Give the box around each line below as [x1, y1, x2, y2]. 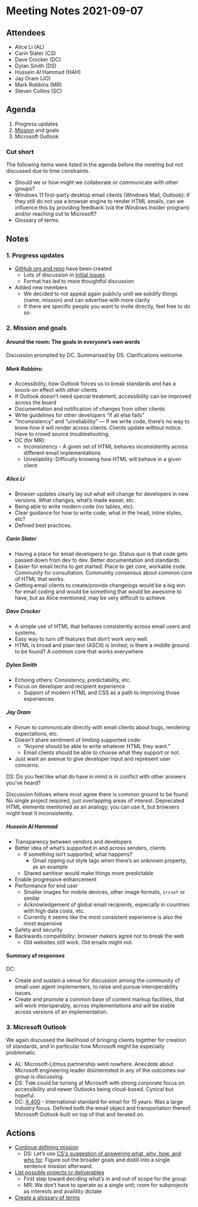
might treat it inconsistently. [6, 809, 74, 816]
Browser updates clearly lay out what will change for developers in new [14, 490, 189, 497]
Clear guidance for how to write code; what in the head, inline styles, [14, 509, 183, 516]
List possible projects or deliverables [14, 1169, 105, 1176]
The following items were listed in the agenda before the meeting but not [6, 161, 183, 168]
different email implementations [23, 449, 101, 456]
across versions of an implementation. [14, 1008, 108, 1015]
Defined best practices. [14, 522, 72, 529]
